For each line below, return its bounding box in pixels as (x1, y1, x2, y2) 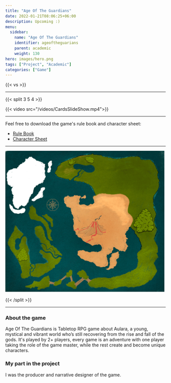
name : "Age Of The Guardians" (14, 35, 79, 40)
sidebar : (10, 29, 28, 35)
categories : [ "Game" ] (5, 67, 51, 72)
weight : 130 (14, 51, 40, 56)
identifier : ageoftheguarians (14, 41, 79, 46)
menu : (5, 24, 17, 29)
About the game (5, 314, 46, 322)
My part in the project (5, 360, 60, 367)
